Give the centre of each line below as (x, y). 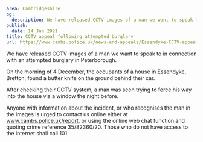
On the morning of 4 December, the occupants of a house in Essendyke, (96, 72)
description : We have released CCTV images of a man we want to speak (102, 20)
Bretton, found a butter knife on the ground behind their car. (81, 78)
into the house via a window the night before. (63, 96)
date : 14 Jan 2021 (35, 31)
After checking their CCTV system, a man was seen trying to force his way (99, 90)
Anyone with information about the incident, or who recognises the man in (98, 108)
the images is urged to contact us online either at (67, 114)
